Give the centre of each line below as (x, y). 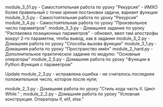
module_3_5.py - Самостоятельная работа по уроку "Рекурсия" (72, 17)
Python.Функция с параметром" (39, 64)
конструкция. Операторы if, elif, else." (45, 99)
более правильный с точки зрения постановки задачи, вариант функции (81, 12)
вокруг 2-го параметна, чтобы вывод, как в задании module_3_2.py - (78, 38)
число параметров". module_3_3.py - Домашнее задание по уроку (75, 28)
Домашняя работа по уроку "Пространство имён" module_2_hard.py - (79, 49)
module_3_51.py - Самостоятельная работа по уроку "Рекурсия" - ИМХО (81, 7)
